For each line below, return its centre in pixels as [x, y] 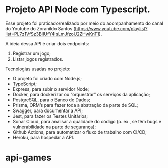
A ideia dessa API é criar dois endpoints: [47, 43]
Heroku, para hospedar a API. [43, 137]
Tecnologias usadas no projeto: [38, 69]
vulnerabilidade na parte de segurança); [54, 127]
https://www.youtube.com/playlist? [111, 28]
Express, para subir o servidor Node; [51, 89]
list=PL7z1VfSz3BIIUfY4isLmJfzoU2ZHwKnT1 [52, 34]
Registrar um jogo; [32, 53]
